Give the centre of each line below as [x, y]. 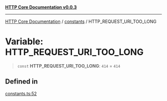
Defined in [22, 82]
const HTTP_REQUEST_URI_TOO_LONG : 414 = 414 [69, 66]
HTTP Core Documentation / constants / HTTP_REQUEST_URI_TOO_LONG [81, 21]
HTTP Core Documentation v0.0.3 [41, 7]
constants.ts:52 [21, 94]
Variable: [24, 42]
